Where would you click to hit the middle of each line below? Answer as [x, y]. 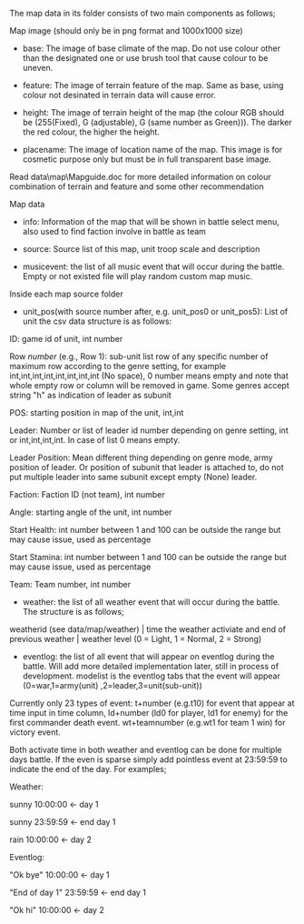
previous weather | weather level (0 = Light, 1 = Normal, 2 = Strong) [136, 639]
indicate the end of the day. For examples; [88, 769]
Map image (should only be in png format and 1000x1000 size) [126, 30]
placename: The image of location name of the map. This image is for [152, 150]
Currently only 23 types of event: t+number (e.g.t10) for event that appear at [152, 703]
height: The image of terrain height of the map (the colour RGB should [153, 112]
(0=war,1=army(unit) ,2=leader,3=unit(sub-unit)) [112, 685]
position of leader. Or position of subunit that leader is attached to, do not [147, 467]
